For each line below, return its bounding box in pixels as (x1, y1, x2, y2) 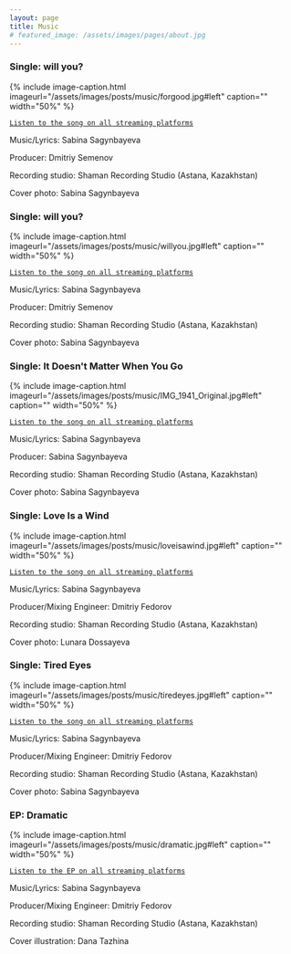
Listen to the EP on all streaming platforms (9, 866, 185, 876)
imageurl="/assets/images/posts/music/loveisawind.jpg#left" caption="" (9, 540, 283, 550)
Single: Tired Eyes (9, 659, 92, 672)
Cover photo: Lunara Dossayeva (9, 636, 130, 647)
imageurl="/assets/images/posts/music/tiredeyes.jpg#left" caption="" (9, 689, 274, 700)
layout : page (9, 13, 59, 23)
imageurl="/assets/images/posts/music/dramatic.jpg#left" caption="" (9, 839, 272, 850)
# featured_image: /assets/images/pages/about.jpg (9, 30, 206, 39)
